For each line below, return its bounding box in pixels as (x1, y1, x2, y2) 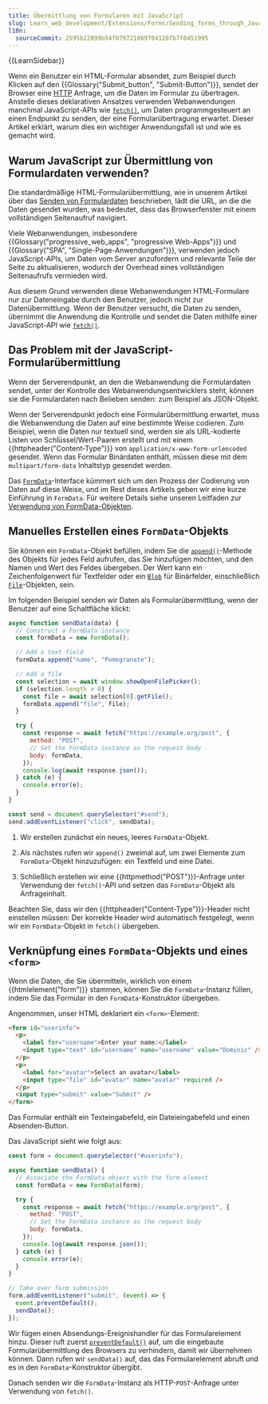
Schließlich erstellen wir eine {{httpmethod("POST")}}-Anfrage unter (19, 871, 246, 881)
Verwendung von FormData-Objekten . (8, 501, 134, 511)
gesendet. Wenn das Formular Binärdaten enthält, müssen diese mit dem (8, 452, 247, 462)
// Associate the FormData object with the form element (15, 1173, 209, 1182)
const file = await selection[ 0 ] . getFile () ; (22, 692, 173, 700)
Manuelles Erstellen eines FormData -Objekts (8, 525, 229, 538)
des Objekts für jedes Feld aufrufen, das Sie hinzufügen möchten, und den (8, 554, 254, 564)
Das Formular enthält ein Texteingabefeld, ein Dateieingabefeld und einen (8, 1112, 250, 1122)
